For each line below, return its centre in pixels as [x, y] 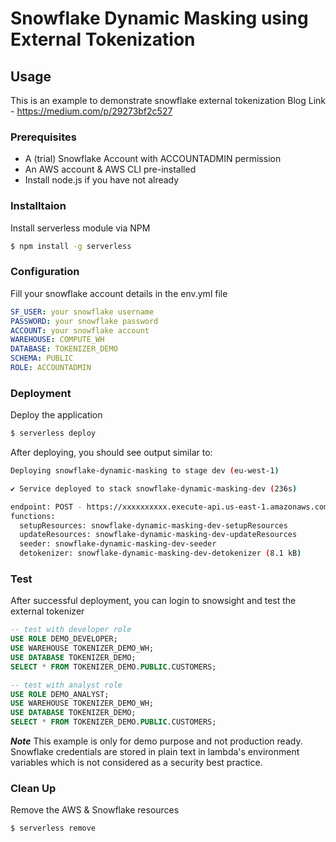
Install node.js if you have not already [102, 180]
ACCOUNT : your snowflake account [80, 330]
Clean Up [33, 789]
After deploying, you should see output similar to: [111, 453]
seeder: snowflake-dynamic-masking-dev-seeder [118, 544]
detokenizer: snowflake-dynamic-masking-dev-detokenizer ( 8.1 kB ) [160, 553]
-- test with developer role [71, 630]
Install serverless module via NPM [80, 228]
